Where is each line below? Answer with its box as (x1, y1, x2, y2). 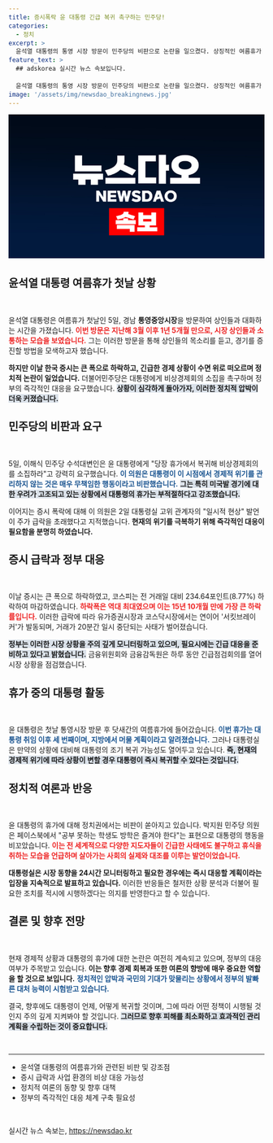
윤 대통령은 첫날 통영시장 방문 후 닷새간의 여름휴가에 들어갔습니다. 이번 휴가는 (8, 725, 253, 735)
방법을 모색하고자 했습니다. (23, 346, 109, 356)
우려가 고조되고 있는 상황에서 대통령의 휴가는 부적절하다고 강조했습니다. (16, 489, 241, 499)
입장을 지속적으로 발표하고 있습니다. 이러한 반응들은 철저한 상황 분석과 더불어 (8, 879, 251, 888)
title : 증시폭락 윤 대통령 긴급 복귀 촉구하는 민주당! (8, 13, 166, 21)
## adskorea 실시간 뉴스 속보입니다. (15, 65, 127, 73)
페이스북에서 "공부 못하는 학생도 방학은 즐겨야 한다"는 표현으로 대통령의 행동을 (16, 831, 265, 840)
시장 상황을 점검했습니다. (8, 660, 87, 670)
